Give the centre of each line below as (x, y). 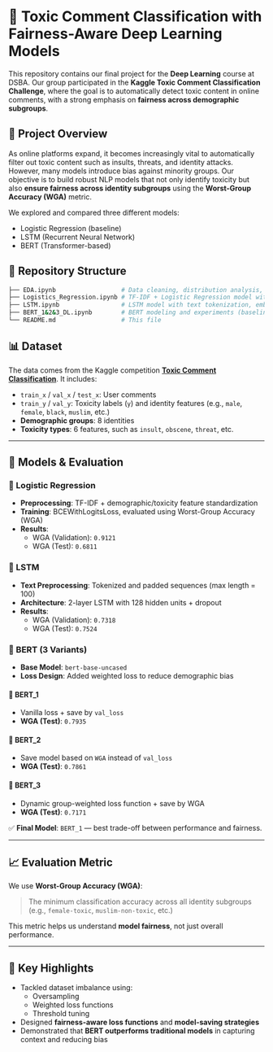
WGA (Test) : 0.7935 (53, 721)
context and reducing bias (64, 1040)
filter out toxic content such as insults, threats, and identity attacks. (121, 162)
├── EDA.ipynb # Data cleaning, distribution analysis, (136, 290)
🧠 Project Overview (58, 134)
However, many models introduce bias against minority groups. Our (121, 171)
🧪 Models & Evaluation (66, 463)
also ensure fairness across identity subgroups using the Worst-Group (130, 188)
